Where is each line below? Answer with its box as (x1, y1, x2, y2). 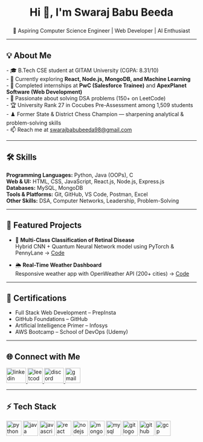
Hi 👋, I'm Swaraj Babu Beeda (29, 5, 174, 19)
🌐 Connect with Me (6, 351, 80, 362)
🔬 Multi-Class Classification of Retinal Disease (14, 236, 135, 244)
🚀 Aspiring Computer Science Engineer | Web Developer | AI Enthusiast (13, 27, 190, 34)
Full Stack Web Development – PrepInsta (14, 309, 117, 316)
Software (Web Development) (6, 88, 83, 96)
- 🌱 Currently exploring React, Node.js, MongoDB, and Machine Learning (6, 75, 191, 82)
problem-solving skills (6, 119, 62, 126)
